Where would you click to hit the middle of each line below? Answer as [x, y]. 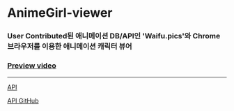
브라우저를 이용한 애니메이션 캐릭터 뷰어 [70, 47]
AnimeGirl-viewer [60, 13]
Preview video [32, 66]
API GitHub [23, 101]
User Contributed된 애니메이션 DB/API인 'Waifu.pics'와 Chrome [114, 36]
